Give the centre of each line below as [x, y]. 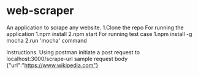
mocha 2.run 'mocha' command [47, 40]
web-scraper [40, 11]
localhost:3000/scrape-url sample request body [67, 59]
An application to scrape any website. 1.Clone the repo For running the [95, 27]
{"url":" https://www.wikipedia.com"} [52, 65]
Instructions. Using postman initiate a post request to [73, 52]
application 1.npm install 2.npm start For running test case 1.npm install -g [99, 34]
